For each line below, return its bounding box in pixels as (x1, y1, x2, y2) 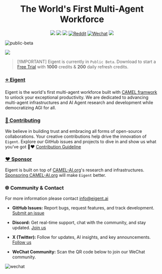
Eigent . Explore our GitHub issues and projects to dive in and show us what (5, 138, 157, 145)
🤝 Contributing (5, 117, 40, 124)
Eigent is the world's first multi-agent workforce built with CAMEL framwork (5, 89, 158, 95)
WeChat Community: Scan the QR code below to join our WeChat (12, 249, 145, 255)
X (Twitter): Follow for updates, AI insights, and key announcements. (12, 234, 151, 240)
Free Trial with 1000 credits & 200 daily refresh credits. (17, 63, 128, 69)
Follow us (12, 239, 32, 245)
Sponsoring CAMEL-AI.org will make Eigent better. (5, 172, 106, 178)
